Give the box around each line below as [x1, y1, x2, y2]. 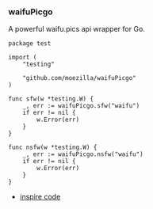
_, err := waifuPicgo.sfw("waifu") [22, 102, 140, 110]
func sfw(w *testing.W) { [8, 95, 94, 103]
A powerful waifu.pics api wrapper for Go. [8, 25, 145, 34]
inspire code [19, 192, 61, 202]
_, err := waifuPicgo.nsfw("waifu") [22, 150, 144, 158]
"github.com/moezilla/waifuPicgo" [22, 74, 136, 82]
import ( [8, 54, 37, 62]
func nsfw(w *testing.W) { [8, 143, 98, 152]
